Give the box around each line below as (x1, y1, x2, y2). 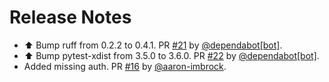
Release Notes (9, 6, 132, 29)
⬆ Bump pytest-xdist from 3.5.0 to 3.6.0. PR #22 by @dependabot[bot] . (23, 49, 320, 61)
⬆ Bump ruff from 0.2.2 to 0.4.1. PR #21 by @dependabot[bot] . (23, 39, 283, 51)
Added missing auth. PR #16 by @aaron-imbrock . (23, 60, 227, 72)
